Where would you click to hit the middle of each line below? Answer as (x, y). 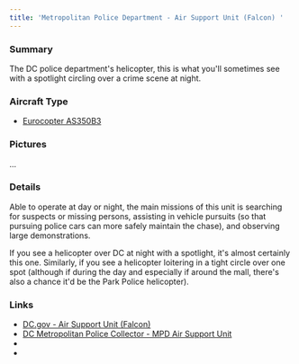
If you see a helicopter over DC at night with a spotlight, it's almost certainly (150, 253)
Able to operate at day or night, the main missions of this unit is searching (146, 207)
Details (25, 187)
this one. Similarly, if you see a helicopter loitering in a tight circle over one (147, 262)
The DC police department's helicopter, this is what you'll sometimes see (145, 68)
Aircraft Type (39, 102)
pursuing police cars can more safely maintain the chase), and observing (145, 226)
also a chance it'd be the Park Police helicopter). (99, 281)
